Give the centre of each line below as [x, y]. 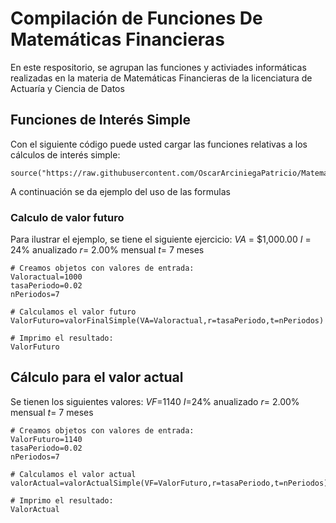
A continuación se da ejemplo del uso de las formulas [120, 191]
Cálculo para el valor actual [97, 377]
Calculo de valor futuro [67, 217]
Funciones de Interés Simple [101, 120]
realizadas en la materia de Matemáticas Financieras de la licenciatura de [161, 78]
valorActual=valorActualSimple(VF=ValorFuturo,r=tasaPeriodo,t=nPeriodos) [169, 483]
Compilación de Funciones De [136, 18]
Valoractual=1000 [46, 277]
